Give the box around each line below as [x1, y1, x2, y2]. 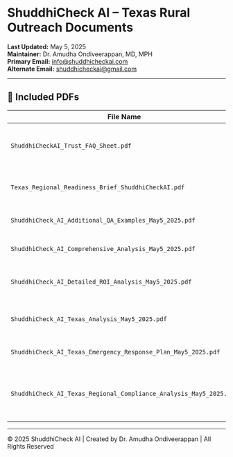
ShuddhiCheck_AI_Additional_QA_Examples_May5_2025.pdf [10, 216, 196, 224]
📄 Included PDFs [7, 92, 80, 103]
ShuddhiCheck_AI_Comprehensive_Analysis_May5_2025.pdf [10, 245, 196, 252]
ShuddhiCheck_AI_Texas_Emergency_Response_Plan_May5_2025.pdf [10, 348, 221, 356]
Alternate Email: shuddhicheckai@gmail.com [7, 64, 137, 73]
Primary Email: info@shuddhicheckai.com [7, 57, 128, 65]
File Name [107, 112, 141, 121]
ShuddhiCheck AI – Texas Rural [7, 5, 191, 21]
